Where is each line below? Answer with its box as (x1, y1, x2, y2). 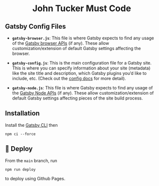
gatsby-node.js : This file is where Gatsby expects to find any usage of (12, 85, 153, 90)
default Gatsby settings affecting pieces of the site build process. (12, 95, 143, 101)
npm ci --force (5, 132, 36, 136)
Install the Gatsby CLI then (5, 122, 58, 128)
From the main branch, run (5, 157, 57, 163)
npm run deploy (5, 167, 36, 172)
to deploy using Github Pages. (5, 175, 66, 181)
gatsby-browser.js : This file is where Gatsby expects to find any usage (12, 35, 154, 41)
